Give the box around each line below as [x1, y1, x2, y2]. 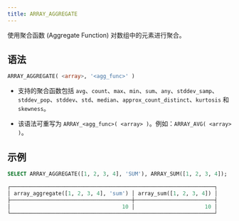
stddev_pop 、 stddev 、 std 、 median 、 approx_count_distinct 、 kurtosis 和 [17, 95, 230, 104]
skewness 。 [17, 104, 51, 113]
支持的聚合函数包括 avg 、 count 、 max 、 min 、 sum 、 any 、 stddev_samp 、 [17, 87, 218, 95]
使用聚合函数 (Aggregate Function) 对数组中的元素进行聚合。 [7, 31, 186, 39]
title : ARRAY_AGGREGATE [7, 10, 78, 18]
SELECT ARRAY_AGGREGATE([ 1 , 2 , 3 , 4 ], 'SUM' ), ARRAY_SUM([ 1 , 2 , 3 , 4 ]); [7, 171, 228, 178]
